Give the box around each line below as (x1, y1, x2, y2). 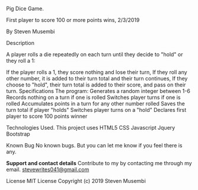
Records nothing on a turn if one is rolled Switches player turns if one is (6, 94, 181, 101)
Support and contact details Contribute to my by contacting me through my (6, 160, 192, 166)
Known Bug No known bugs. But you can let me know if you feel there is (6, 142, 183, 149)
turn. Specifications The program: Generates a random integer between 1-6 (6, 88, 191, 94)
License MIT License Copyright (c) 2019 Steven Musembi (6, 178, 146, 184)
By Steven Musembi (6, 28, 55, 35)
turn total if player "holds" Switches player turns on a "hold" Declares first (6, 107, 187, 113)
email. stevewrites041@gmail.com (6, 166, 90, 173)
